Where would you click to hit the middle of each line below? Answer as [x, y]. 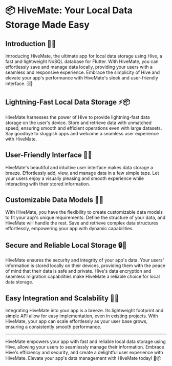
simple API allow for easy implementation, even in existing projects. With [82, 316]
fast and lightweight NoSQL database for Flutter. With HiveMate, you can [82, 62]
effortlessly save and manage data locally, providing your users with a [79, 67]
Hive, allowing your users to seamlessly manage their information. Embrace [85, 347]
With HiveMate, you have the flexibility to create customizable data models [84, 212]
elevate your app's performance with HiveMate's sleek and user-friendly [82, 78]
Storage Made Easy [47, 25]
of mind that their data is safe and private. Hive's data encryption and [79, 271]
